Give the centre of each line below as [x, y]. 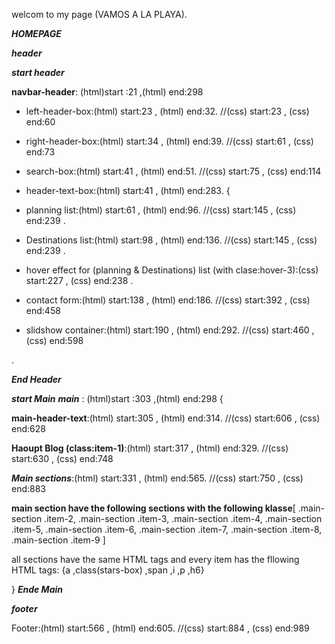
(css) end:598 [54, 340]
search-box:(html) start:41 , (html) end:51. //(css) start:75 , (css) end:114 [173, 171]
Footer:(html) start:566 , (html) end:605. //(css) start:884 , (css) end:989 [160, 628]
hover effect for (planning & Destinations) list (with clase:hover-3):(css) [172, 270]
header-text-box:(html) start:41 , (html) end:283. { [128, 190]
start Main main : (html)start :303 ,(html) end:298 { [117, 398]
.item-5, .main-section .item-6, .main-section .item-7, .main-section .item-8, [167, 529]
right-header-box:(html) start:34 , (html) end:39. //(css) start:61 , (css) [169, 141]
